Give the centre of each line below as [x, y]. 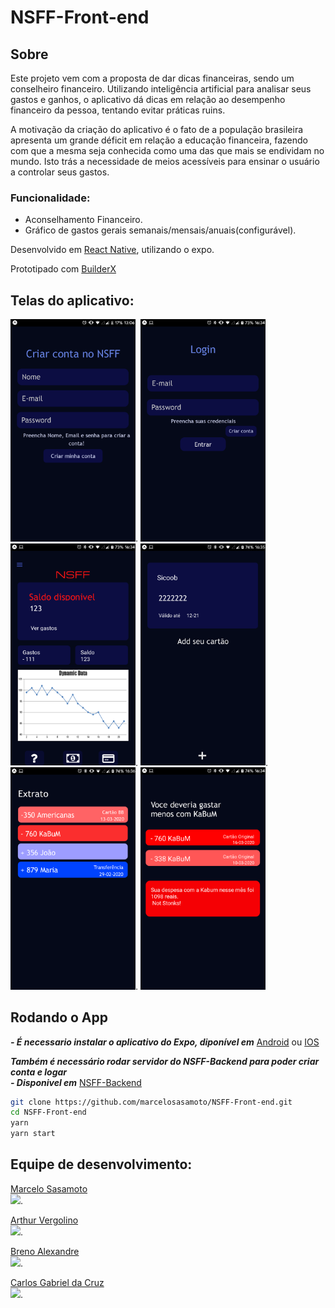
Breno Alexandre [45, 1251]
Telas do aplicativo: [72, 300]
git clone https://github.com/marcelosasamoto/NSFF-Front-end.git [151, 1102]
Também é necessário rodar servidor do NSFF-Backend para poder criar [165, 1061]
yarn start [33, 1134]
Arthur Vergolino [44, 1220]
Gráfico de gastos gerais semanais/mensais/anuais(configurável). [160, 230]
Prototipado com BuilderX [63, 269]
